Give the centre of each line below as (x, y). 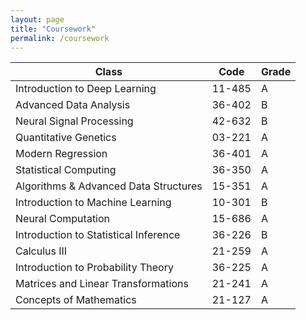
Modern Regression (61, 154)
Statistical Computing (66, 170)
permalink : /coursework (60, 38)
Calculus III (41, 251)
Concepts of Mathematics (76, 300)
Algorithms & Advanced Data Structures (109, 186)
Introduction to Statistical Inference (98, 235)
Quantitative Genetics (66, 138)
